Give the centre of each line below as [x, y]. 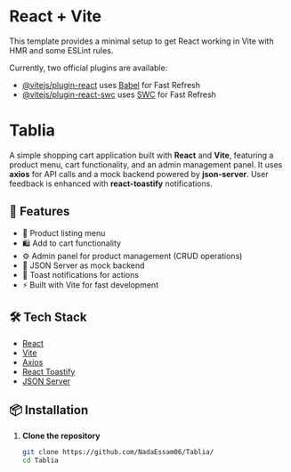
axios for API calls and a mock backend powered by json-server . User [139, 174]
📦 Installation [49, 410]
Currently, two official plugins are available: [89, 68]
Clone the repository [61, 436]
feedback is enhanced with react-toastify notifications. [111, 183]
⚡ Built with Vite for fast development [90, 285]
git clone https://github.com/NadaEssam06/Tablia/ [118, 452]
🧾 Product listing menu [64, 232]
